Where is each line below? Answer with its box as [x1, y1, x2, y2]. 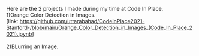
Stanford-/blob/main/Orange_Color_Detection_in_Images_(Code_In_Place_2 [6, 24, 193, 31]
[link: [6, 18, 19, 24]
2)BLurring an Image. [6, 43, 59, 50]
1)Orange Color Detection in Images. [6, 11, 96, 18]
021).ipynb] [6, 30, 34, 38]
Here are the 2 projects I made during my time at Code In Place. [6, 5, 164, 12]
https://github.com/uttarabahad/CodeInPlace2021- [19, 18, 145, 24]
